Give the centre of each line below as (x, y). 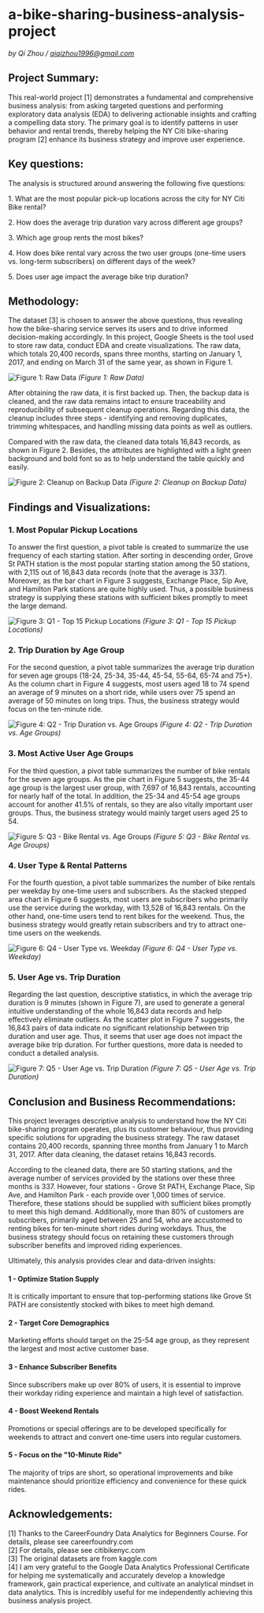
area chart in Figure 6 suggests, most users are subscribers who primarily (128, 899)
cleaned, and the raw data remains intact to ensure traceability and (117, 402)
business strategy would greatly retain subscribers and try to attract (119, 924)
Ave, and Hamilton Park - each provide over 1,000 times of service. (117, 1195)
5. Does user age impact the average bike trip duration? (99, 276)
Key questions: (46, 164)
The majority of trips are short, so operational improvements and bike (121, 1473)
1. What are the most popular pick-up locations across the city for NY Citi (126, 198)
